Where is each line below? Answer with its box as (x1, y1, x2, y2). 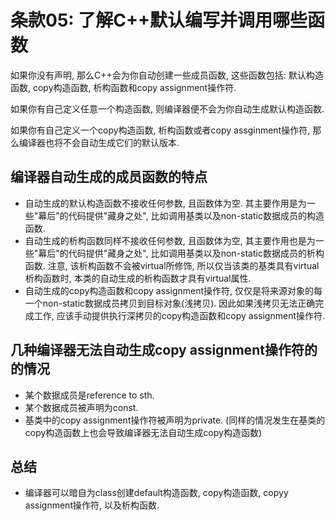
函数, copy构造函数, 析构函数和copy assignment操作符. (10, 81, 237, 93)
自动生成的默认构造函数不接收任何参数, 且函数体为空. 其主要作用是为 (24, 197, 307, 209)
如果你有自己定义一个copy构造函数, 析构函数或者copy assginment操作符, (10, 124, 311, 136)
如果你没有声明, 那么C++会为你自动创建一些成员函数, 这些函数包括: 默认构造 (10, 69, 324, 81)
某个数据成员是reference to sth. (24, 389, 155, 401)
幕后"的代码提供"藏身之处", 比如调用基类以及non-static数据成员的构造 (38, 209, 325, 221)
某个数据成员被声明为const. (24, 401, 139, 413)
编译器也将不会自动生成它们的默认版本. (18, 136, 180, 148)
